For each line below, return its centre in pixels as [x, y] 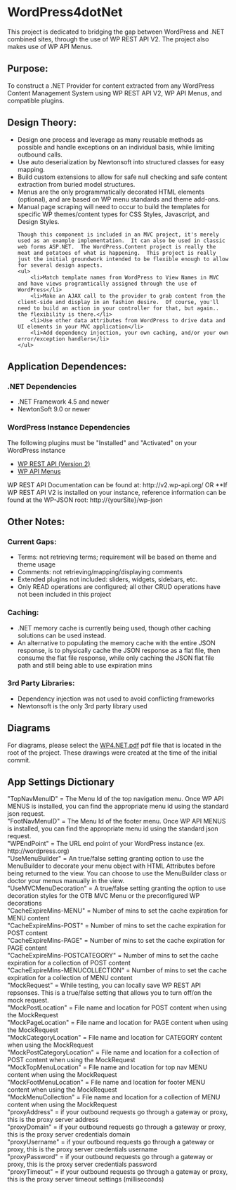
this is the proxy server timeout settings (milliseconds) [86, 1179]
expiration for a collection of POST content [69, 963]
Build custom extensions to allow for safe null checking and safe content [122, 177]
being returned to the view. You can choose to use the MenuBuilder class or [117, 873]
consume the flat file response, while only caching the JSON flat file [116, 658]
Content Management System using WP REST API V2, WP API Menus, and [115, 93]
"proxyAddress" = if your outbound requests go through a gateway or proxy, [118, 1112]
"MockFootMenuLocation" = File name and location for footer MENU [106, 1083]
